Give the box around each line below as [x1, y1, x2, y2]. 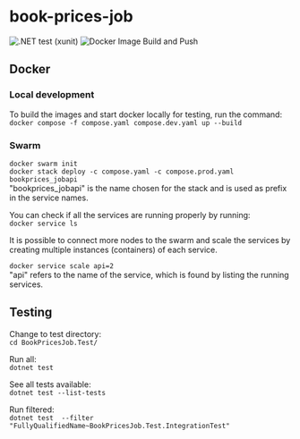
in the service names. [9, 192, 89, 203]
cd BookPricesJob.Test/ [9, 338, 99, 347]
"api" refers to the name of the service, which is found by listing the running [9, 269, 289, 280]
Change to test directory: [9, 328, 102, 339]
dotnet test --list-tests [9, 388, 106, 397]
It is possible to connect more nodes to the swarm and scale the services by [9, 234, 291, 245]
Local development [9, 89, 95, 101]
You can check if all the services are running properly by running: [9, 209, 251, 220]
